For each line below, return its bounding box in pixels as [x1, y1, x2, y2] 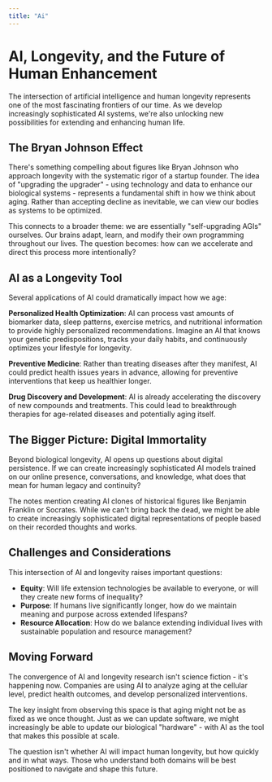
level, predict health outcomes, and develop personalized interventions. [8, 689, 248, 699]
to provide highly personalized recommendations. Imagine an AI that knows [8, 326, 261, 336]
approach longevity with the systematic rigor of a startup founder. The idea [8, 171, 260, 181]
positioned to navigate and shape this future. [8, 763, 158, 774]
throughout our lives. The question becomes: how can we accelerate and [8, 239, 253, 248]
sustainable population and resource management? [19, 626, 192, 636]
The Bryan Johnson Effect [8, 140, 144, 155]
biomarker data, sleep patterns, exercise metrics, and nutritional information [8, 317, 263, 327]
